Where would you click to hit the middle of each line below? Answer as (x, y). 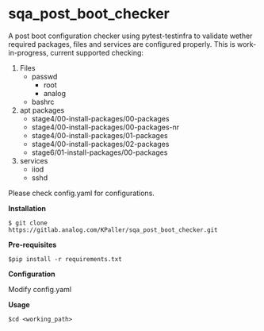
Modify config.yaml (40, 289)
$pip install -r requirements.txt (65, 259)
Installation (27, 208)
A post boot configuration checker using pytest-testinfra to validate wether (130, 36)
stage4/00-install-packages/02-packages (100, 144)
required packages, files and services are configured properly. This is (122, 44)
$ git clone (28, 223)
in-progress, (29, 52)
